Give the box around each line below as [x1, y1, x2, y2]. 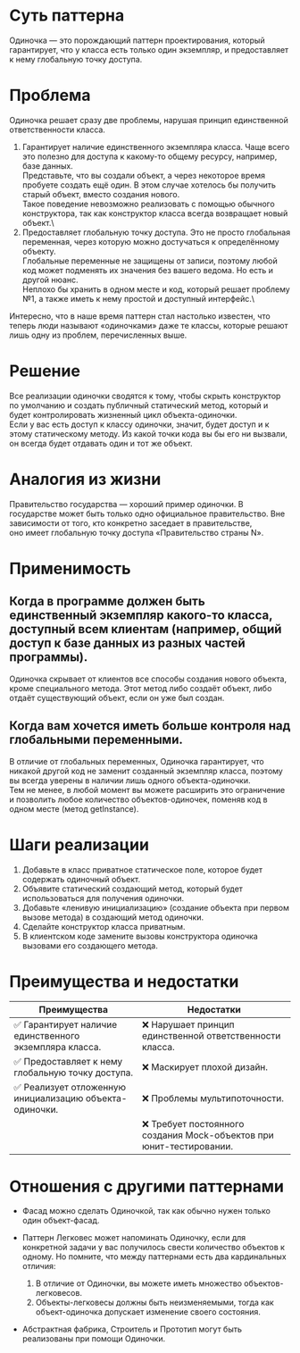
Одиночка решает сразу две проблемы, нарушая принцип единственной [9, 114, 288, 125]
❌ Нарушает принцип [141, 1019, 235, 1031]
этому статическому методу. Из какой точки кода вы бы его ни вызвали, [9, 428, 287, 438]
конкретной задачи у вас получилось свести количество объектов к [21, 1242, 286, 1253]
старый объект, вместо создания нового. [21, 188, 180, 199]
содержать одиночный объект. [21, 873, 141, 884]
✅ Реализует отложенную [13, 1082, 127, 1094]
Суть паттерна [9, 5, 125, 26]
